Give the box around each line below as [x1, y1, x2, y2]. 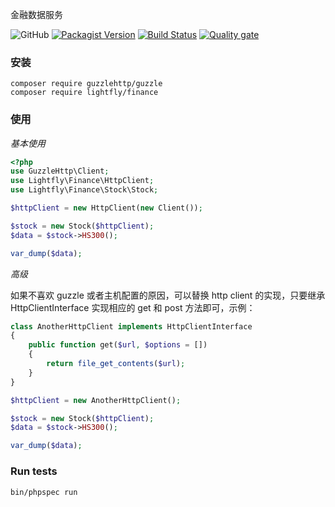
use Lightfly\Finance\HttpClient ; [10, 176, 155, 186]
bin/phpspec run [10, 487, 78, 497]
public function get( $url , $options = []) [28, 340, 208, 350]
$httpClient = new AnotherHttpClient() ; [10, 395, 182, 405]
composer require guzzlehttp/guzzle [10, 79, 163, 89]
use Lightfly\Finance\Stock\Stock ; [10, 185, 159, 195]
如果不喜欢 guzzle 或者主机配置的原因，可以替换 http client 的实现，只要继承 [10, 289, 326, 301]
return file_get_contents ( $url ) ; [46, 359, 186, 369]
